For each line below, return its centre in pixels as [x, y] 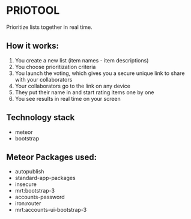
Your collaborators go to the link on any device [73, 86]
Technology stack [41, 118]
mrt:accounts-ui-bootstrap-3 [51, 210]
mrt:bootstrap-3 [35, 191]
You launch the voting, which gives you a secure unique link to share [100, 73]
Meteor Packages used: [52, 157]
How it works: [32, 46]
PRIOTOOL [33, 10]
